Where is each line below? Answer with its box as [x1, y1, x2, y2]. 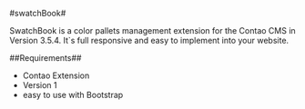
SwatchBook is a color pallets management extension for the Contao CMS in [9, 25, 296, 35]
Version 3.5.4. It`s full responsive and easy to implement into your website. [9, 35, 290, 45]
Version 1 [22, 80, 57, 90]
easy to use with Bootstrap [22, 90, 124, 100]
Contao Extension [22, 70, 90, 81]
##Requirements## [9, 53, 82, 63]
